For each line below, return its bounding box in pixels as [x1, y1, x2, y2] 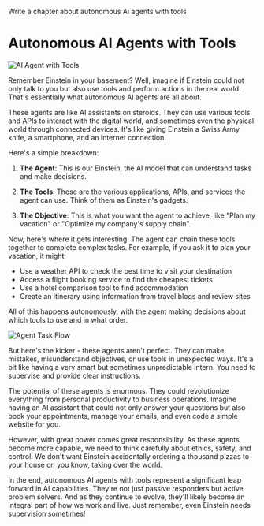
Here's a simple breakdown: [8, 147, 99, 157]
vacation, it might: [8, 251, 67, 260]
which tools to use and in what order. [8, 315, 128, 324]
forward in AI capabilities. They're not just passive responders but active [8, 483, 244, 493]
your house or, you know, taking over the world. [8, 460, 163, 469]
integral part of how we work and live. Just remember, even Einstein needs [8, 500, 251, 509]
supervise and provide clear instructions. [8, 371, 141, 380]
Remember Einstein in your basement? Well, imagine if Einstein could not [8, 75, 244, 85]
